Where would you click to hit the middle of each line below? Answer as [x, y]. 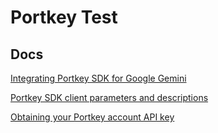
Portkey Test [64, 17]
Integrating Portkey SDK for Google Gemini [98, 78]
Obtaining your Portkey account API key [92, 117]
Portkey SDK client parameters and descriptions [109, 97]
